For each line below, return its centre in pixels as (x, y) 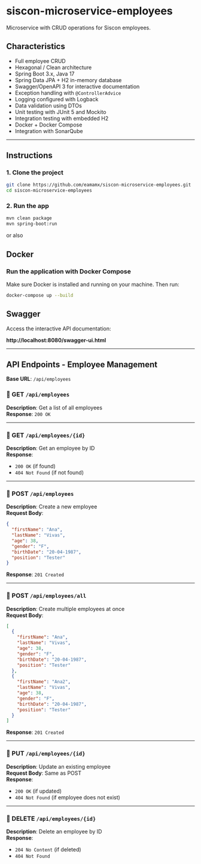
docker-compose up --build (40, 295)
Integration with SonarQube (49, 131)
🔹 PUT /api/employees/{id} (46, 754)
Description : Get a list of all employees (54, 407)
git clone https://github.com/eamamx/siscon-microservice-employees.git (99, 185)
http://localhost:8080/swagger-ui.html (56, 340)
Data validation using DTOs (48, 106)
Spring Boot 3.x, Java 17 (45, 74)
